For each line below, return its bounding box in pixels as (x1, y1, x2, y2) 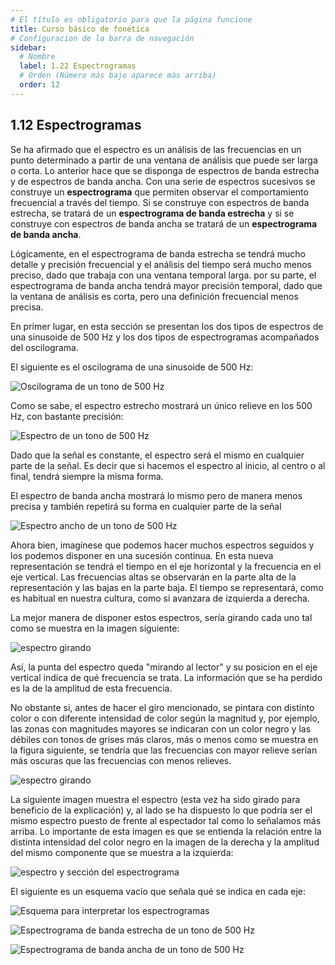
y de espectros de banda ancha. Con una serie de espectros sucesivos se (10, 175, 316, 187)
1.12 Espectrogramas (10, 117, 142, 134)
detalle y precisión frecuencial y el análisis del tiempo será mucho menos (10, 258, 312, 270)
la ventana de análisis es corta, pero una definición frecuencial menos (10, 290, 299, 302)
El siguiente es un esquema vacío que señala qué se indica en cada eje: (10, 885, 307, 897)
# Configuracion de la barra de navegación (10, 33, 195, 43)
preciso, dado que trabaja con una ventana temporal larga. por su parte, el (10, 269, 317, 281)
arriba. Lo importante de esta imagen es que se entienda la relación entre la (10, 825, 322, 837)
